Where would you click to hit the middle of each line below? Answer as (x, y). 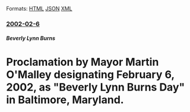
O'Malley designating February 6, (91, 74)
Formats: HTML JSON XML (39, 9)
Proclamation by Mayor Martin (83, 62)
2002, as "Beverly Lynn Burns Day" (96, 87)
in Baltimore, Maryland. (65, 100)
